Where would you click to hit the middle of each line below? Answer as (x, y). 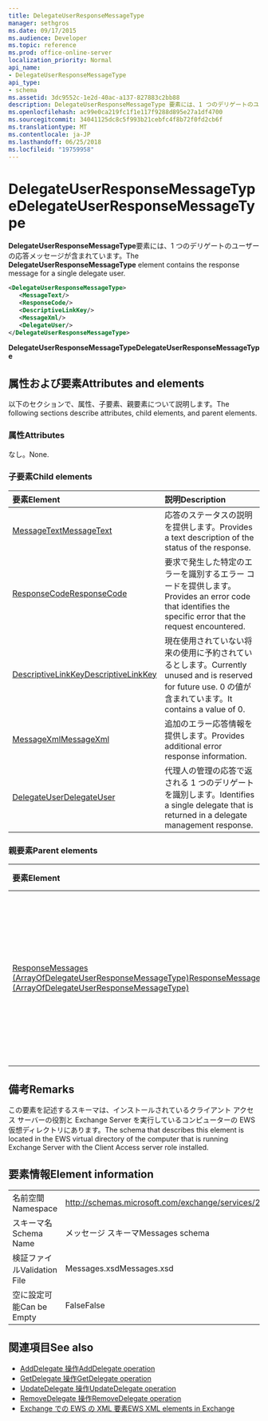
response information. (206, 756)
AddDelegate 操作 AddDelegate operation (87, 1368)
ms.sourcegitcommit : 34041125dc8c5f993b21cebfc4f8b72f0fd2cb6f (116, 120)
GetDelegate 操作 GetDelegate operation (85, 1378)
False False (85, 1305)
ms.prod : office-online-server (60, 53)
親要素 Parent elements (53, 850)
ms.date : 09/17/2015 (43, 30)
